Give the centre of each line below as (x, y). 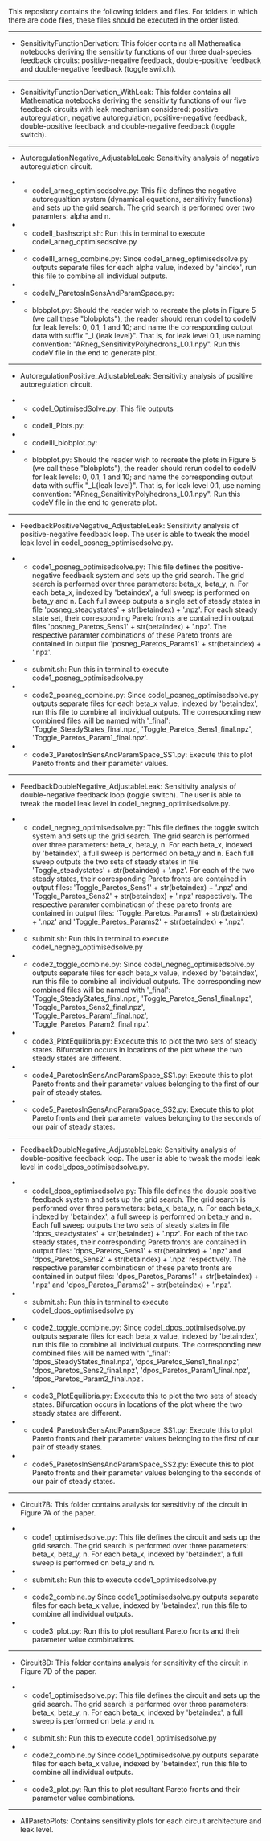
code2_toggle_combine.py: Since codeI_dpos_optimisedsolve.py (139, 1327)
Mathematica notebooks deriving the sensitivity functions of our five (133, 100)
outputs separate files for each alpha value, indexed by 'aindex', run (144, 267)
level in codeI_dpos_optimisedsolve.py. (84, 1167)
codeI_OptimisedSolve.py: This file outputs (103, 408)
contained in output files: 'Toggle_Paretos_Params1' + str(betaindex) (145, 913)
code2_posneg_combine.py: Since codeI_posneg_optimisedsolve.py (145, 695)
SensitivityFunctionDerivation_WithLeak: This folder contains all (125, 92)
